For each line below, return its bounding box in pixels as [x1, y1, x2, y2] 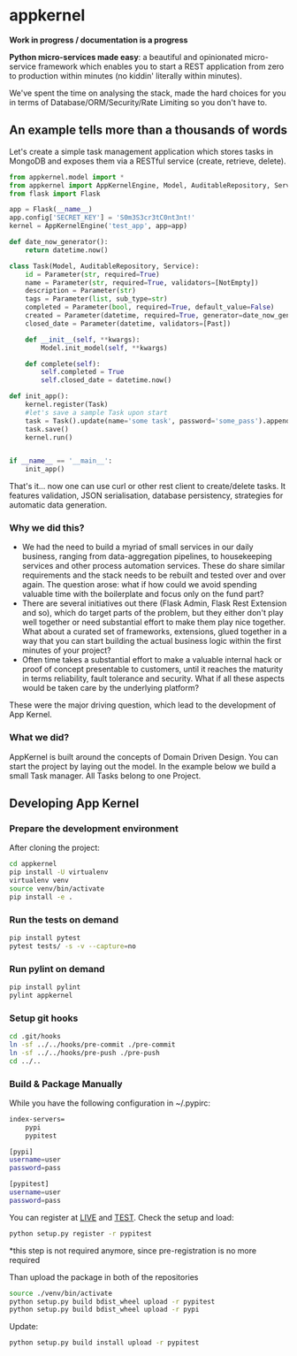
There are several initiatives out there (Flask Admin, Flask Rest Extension [21, 598, 287, 609]
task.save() [25, 425, 69, 433]
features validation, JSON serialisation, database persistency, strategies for [9, 490, 284, 501]
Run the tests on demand [9, 913, 119, 925]
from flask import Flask [9, 189, 101, 198]
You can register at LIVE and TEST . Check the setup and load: [9, 1212, 234, 1222]
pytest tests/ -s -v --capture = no [9, 941, 137, 951]
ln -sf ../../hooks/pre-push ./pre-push [9, 1048, 161, 1057]
